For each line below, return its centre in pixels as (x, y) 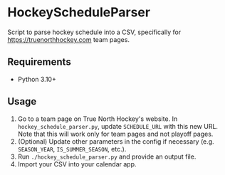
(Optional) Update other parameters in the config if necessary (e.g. (116, 141)
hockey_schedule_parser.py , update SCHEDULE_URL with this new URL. (118, 126)
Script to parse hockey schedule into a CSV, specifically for (94, 32)
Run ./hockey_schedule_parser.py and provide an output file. (107, 157)
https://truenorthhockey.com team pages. (69, 39)
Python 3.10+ (37, 79)
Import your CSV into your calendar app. (77, 164)
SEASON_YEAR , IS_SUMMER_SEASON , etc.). (72, 149)
